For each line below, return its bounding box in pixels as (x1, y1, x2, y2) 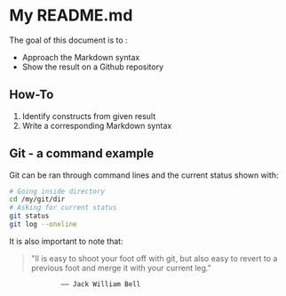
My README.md (9, 5, 133, 26)
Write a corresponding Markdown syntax (21, 120, 172, 131)
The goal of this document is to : (9, 35, 128, 45)
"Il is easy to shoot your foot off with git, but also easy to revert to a (30, 252, 278, 263)
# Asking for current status (9, 204, 117, 212)
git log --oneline (9, 220, 77, 229)
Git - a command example (9, 146, 155, 161)
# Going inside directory (9, 187, 105, 196)
